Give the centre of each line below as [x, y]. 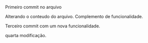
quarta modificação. [26, 35]
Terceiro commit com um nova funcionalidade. [53, 26]
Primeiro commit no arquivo [34, 7]
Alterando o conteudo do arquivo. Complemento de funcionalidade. [74, 16]
